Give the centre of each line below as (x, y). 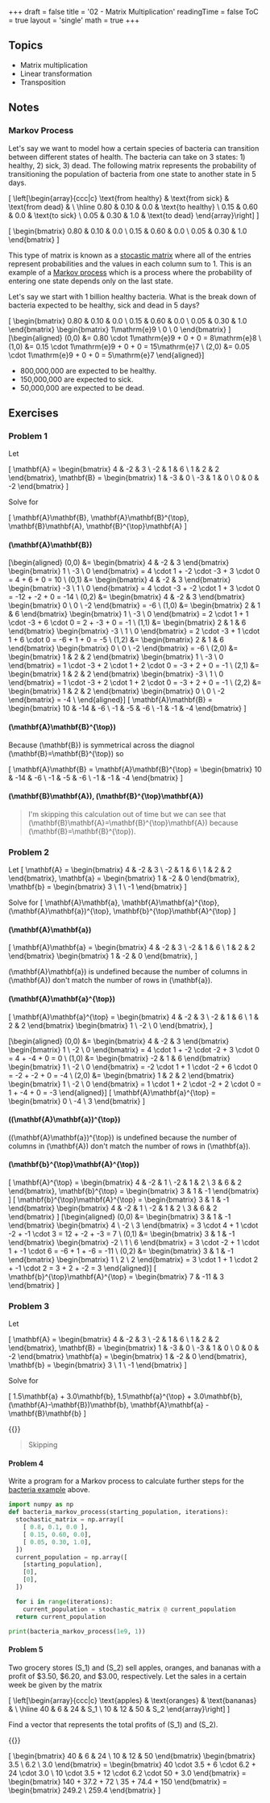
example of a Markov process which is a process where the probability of (130, 272)
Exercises (33, 413)
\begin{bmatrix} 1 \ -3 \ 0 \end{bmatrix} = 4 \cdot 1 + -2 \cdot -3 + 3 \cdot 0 (134, 571)
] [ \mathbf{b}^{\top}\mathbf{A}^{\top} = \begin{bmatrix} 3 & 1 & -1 (119, 1199)
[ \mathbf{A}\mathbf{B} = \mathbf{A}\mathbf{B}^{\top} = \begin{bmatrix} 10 (135, 769)
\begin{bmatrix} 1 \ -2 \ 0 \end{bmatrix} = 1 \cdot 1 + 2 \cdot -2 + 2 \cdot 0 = (135, 1084)
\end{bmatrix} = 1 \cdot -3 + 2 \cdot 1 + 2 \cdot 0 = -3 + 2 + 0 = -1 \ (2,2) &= (135, 683)
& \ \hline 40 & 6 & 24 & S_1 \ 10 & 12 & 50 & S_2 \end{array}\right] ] (119, 1709)
